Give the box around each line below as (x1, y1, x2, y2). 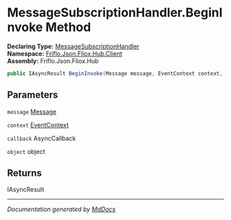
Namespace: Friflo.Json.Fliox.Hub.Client (7, 49, 122, 58)
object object (7, 147, 45, 155)
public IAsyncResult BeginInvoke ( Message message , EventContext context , (7, 70, 223, 77)
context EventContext (7, 120, 69, 129)
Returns (7, 167, 43, 179)
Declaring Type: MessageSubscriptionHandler (7, 42, 140, 50)
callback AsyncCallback (7, 134, 76, 142)
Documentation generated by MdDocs (7, 205, 115, 214)
